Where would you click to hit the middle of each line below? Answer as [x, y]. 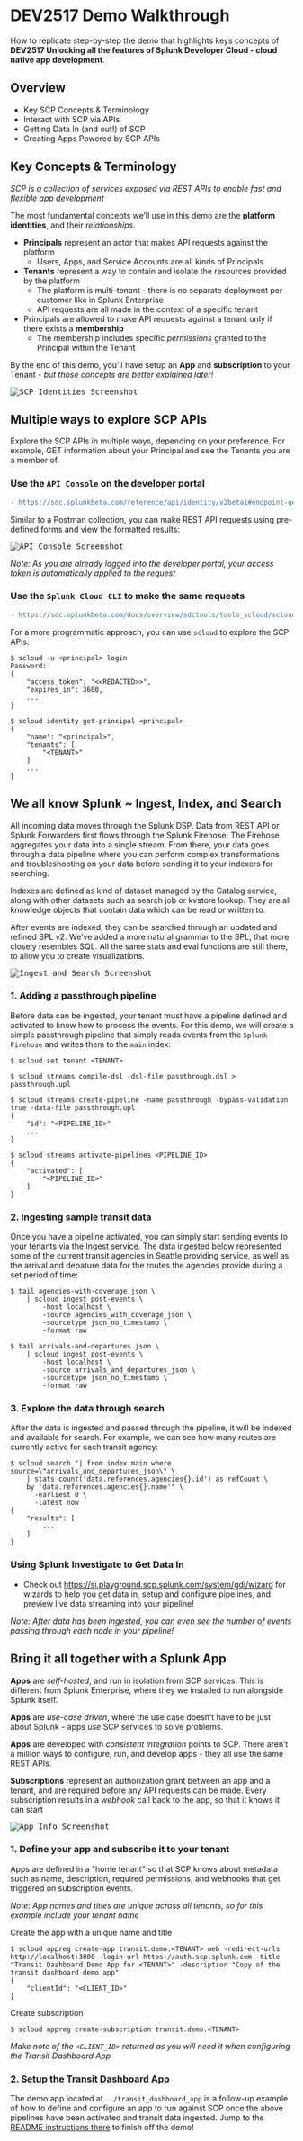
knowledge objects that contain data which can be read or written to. [138, 909]
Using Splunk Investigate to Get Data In [97, 1564]
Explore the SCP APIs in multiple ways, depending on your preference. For [148, 441]
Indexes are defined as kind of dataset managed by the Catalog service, [144, 891]
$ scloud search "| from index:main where [91, 1464]
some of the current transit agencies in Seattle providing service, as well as [150, 1256]
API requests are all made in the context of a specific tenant [147, 309]
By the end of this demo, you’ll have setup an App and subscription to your [150, 364]
